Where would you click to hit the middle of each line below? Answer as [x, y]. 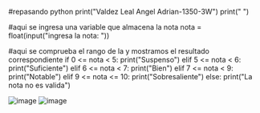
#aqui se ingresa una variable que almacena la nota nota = [105, 27]
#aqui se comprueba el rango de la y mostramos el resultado [109, 51]
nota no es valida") [39, 85]
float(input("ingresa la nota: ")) [59, 36]
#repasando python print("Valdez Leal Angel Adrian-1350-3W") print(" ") [129, 12]
